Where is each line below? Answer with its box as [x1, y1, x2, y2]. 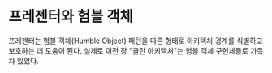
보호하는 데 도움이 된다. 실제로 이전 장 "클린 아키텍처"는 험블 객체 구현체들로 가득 [8, 45, 264, 55]
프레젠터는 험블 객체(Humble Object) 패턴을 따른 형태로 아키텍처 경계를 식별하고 [8, 36, 263, 45]
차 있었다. [8, 56, 39, 66]
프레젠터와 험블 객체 [8, 7, 134, 26]
